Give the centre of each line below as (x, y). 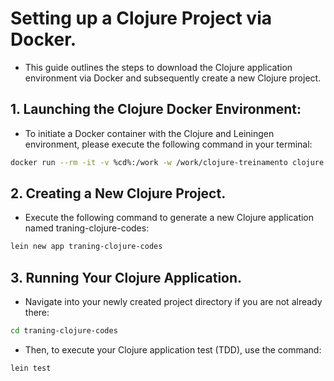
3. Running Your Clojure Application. (126, 277)
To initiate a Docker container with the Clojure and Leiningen (149, 133)
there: (37, 313)
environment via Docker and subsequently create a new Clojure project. (173, 78)
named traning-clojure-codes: (87, 228)
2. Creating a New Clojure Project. (118, 193)
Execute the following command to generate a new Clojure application (169, 218)
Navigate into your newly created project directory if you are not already (173, 302)
